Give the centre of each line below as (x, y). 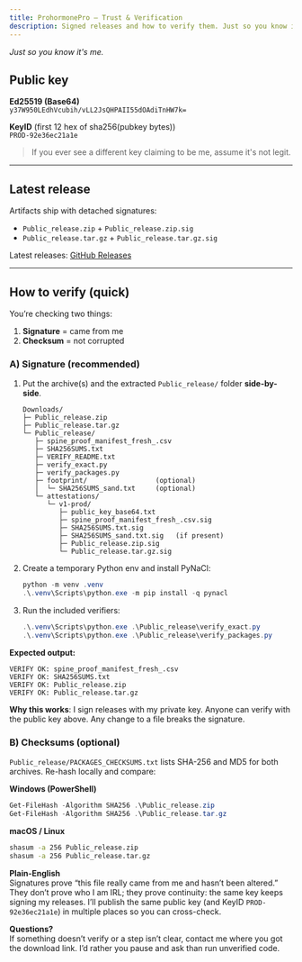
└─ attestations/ (67, 496)
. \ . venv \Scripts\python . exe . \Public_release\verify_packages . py (147, 635)
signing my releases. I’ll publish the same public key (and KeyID (127, 902)
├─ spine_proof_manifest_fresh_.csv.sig (136, 520)
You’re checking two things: (61, 313)
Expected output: (43, 652)
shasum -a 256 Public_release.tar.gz (80, 856)
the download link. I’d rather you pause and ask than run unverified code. (145, 948)
